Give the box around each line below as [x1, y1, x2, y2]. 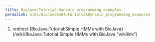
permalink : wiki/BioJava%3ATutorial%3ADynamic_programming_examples [5, 12, 151, 17]
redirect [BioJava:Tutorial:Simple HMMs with [12, 25, 104, 31]
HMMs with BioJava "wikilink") [74, 31, 138, 37]
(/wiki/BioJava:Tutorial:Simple [12, 31, 74, 37]
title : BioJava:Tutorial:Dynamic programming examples [5, 7, 122, 12]
